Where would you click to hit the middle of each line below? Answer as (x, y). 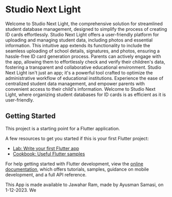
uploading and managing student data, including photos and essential (79, 40)
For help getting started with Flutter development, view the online (74, 164)
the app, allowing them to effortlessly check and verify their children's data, (85, 62)
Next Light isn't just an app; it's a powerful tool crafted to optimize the (79, 72)
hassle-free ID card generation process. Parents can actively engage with (83, 56)
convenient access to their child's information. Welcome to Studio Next (80, 89)
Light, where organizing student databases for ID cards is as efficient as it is (85, 94)
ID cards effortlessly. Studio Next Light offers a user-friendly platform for (82, 34)
